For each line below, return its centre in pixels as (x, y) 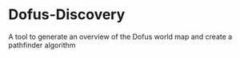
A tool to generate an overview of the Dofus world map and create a (120, 37)
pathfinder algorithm (42, 44)
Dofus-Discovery (67, 15)
